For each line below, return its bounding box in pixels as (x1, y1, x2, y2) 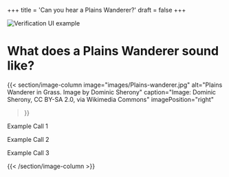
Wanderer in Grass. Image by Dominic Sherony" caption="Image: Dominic (7, 87, 217, 96)
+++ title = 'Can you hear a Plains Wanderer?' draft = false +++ (7, 6, 186, 14)
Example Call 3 (7, 148, 50, 157)
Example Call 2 (7, 135, 50, 143)
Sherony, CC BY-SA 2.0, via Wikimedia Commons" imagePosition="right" (7, 95, 215, 103)
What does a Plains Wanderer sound (7, 43, 219, 59)
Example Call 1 (7, 122, 48, 130)
